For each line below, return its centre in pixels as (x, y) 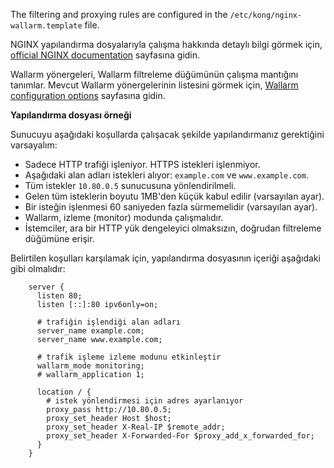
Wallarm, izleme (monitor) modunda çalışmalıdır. (124, 217)
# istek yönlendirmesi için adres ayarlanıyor (145, 401)
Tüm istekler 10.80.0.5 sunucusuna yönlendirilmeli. (130, 185)
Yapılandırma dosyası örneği (71, 115)
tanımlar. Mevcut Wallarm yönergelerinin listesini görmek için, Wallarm (154, 85)
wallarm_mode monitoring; (90, 366)
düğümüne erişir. (59, 238)
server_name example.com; (90, 331)
